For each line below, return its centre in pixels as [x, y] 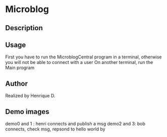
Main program [20, 68]
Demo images [27, 112]
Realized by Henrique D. [30, 96]
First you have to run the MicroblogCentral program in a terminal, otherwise [84, 57]
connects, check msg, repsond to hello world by [55, 129]
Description [24, 28]
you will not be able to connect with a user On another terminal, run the [79, 62]
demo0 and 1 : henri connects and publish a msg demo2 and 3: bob [75, 124]
